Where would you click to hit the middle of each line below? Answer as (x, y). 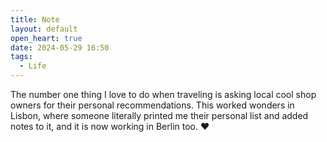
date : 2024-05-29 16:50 (60, 47)
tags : (21, 57)
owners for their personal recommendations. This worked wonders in (152, 105)
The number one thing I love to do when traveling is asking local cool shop (163, 94)
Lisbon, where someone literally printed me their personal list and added (159, 115)
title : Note (35, 19)
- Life (33, 66)
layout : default (44, 29)
